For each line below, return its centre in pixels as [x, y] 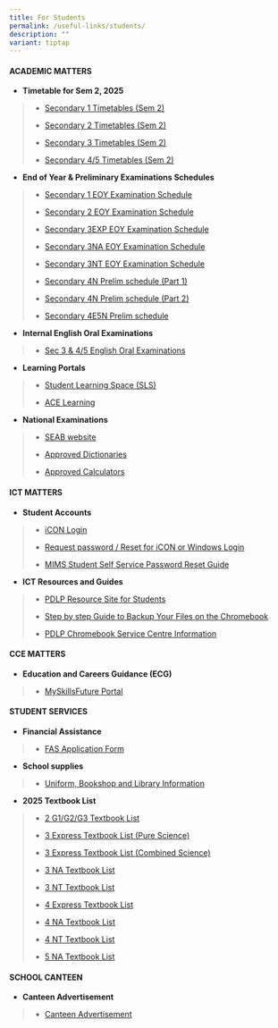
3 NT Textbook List [80, 888]
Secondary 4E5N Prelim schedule [106, 316]
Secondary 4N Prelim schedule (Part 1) [116, 282]
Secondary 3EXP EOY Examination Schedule [126, 230]
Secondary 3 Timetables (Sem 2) [105, 143]
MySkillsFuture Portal [84, 691]
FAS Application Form [84, 749]
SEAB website [70, 437]
